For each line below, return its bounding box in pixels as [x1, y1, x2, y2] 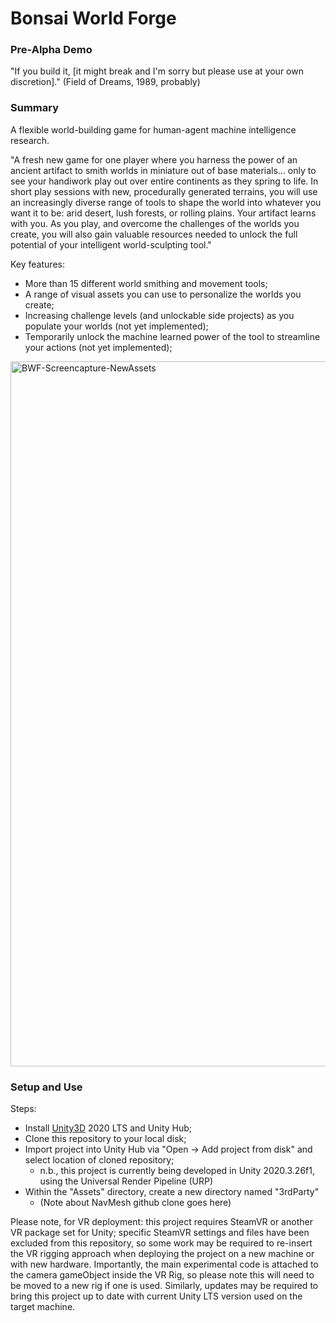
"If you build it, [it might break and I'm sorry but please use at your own [10, 65, 304, 77]
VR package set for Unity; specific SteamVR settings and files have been [10, 1227, 310, 1239]
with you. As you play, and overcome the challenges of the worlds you [10, 217, 300, 229]
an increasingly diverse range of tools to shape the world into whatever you [10, 196, 322, 208]
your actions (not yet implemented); [24, 341, 173, 353]
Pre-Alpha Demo [10, 43, 93, 57]
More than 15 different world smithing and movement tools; [24, 277, 268, 289]
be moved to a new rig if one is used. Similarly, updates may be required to [10, 1280, 319, 1292]
